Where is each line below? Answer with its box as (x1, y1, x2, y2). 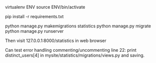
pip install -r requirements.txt (5, 14, 64, 19)
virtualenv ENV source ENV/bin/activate (5, 4, 86, 10)
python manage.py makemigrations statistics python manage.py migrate (5, 23, 151, 29)
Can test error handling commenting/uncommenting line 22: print (5, 47, 136, 53)
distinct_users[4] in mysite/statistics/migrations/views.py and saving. (5, 52, 145, 58)
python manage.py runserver (5, 28, 64, 34)
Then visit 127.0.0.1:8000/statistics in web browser (5, 38, 106, 43)
